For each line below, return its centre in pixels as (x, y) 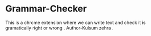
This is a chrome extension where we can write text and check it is (75, 22)
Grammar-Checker (46, 9)
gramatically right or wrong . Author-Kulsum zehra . (59, 27)
